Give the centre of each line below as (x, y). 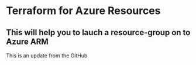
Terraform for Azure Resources (83, 11)
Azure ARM (27, 41)
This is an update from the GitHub (47, 56)
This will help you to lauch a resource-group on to (98, 32)
